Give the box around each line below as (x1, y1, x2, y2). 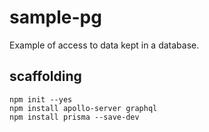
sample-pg (9, 6, 102, 29)
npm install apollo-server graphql (9, 103, 158, 113)
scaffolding (9, 68, 82, 85)
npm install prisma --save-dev (9, 112, 140, 122)
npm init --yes (9, 94, 73, 105)
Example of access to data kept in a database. (9, 39, 200, 51)
